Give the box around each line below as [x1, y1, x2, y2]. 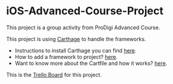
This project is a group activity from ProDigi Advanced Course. [6, 24, 160, 31]
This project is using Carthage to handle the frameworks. [6, 35, 146, 42]
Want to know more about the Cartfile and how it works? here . [14, 60, 168, 67]
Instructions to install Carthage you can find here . [14, 46, 137, 54]
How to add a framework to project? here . [14, 53, 118, 60]
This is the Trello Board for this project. [6, 71, 102, 78]
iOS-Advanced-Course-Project [6, 4, 164, 18]
